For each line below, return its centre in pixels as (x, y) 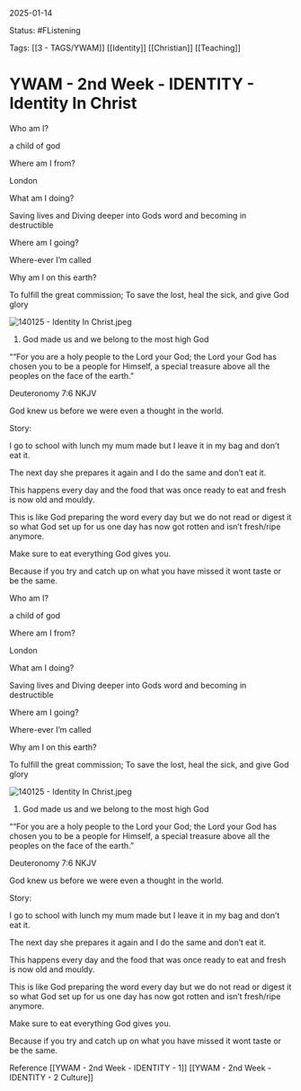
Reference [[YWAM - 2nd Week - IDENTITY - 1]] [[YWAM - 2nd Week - (141, 1068)
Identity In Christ (73, 104)
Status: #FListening (45, 30)
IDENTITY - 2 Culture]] (52, 1077)
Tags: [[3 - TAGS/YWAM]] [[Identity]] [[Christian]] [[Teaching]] (125, 48)
